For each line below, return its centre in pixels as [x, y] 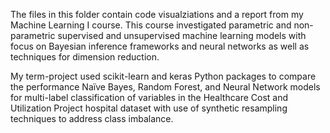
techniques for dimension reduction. [85, 57]
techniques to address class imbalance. [92, 118]
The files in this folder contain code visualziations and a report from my [157, 14]
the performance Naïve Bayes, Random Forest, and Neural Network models [165, 87]
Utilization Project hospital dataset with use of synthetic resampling [149, 108]
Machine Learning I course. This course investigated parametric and [151, 25]
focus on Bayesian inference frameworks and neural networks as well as [160, 46]
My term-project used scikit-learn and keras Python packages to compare [163, 76]
